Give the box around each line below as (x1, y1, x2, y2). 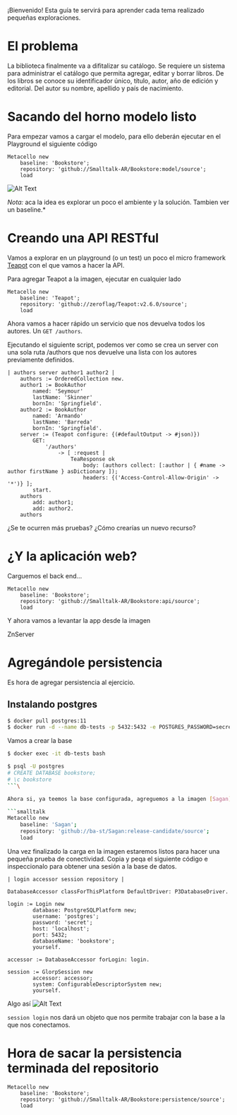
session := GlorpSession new (7, 968, 93, 975)
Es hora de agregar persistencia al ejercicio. (7, 678, 135, 686)
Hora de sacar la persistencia (7, 1045, 182, 1061)
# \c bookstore (7, 776, 52, 783)
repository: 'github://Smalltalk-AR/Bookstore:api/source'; (20, 597, 200, 604)
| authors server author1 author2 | (7, 369, 115, 376)
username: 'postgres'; (32, 912, 99, 920)
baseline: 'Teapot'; (20, 294, 80, 302)
